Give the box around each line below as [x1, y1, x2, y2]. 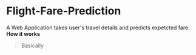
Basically [21, 42, 44, 49]
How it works [6, 30, 41, 37]
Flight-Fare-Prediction [6, 4, 121, 18]
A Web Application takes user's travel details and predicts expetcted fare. [6, 24, 190, 31]
